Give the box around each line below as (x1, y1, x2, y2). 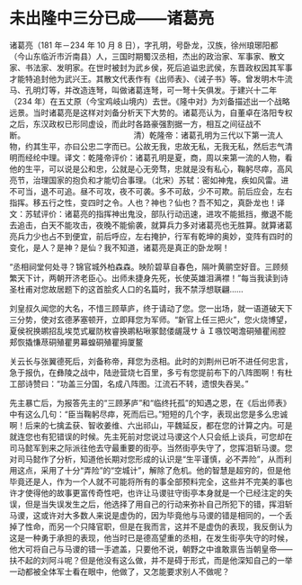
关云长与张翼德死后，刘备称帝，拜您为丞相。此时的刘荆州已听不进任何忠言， (9, 355, 293, 366)
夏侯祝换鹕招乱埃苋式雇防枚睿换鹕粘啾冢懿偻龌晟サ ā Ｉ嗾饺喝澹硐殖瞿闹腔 (9, 325, 286, 336)
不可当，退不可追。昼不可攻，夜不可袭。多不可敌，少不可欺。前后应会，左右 (9, 185, 293, 196)
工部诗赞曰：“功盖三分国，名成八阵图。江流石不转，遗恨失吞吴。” (9, 378, 249, 389)
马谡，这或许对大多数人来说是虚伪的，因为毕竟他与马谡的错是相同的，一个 (9, 509, 285, 520)
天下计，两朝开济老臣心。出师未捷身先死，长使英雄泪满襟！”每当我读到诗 (16, 272, 289, 283)
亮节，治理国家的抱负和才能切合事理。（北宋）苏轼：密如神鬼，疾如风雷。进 (9, 175, 289, 185)
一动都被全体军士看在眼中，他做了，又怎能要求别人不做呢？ (9, 566, 230, 577)
